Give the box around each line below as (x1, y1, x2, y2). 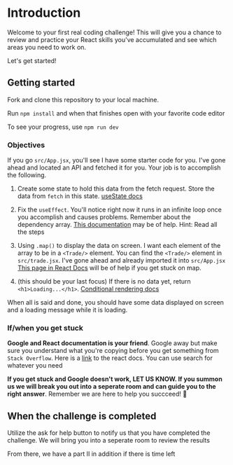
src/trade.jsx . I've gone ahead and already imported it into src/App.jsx (17, 256, 226, 265)
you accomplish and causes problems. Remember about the (17, 213, 191, 221)
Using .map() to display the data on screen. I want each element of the (17, 242, 221, 250)
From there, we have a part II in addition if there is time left (7, 450, 176, 458)
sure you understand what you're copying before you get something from (7, 347, 219, 355)
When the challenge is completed (7, 410, 157, 422)
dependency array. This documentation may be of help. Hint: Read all (17, 221, 218, 229)
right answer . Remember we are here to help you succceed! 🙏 (7, 390, 188, 398)
